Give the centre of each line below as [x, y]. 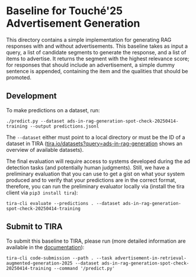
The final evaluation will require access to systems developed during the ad [98, 161]
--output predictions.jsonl [65, 126]
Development [32, 96]
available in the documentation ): [45, 247]
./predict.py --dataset [36, 121]
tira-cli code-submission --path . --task [59, 258]
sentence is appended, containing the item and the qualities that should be [97, 71]
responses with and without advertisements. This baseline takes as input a [97, 46]
